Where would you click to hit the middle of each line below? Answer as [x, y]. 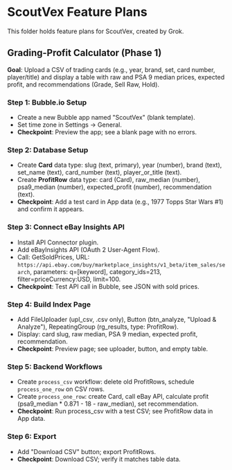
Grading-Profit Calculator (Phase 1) [84, 53]
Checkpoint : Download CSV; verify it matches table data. [99, 459]
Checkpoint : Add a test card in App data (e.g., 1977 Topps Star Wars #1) [120, 202]
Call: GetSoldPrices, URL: [53, 257]
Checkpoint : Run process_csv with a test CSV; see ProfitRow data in [115, 411]
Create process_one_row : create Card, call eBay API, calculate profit [113, 397]
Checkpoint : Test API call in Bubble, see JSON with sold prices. [108, 286]
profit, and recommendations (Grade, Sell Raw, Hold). [83, 84]
